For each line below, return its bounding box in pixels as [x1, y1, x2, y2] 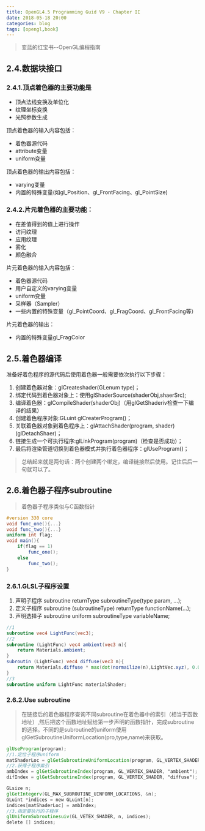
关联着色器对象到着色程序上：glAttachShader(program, [15, 422, 154, 429]
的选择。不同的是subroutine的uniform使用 [21, 726, 127, 733]
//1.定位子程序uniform [6, 751, 60, 758]
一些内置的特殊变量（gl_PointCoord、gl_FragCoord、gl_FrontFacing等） [15, 307, 197, 315]
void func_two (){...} [6, 526, 62, 533]
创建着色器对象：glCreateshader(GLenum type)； [15, 384, 140, 391]
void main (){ [6, 538, 40, 544]
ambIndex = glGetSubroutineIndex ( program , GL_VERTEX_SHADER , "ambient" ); [6, 769, 198, 775]
